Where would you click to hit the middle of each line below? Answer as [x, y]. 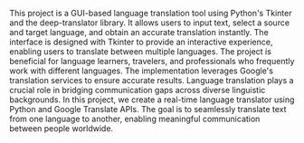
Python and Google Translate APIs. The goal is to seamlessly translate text [148, 109]
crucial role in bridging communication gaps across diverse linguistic [138, 90]
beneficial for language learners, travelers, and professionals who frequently [152, 61]
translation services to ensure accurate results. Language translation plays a [152, 80]
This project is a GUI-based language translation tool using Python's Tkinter [151, 13]
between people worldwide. [62, 129]
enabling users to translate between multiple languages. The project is [140, 52]
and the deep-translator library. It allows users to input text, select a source [150, 23]
